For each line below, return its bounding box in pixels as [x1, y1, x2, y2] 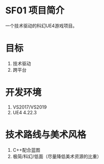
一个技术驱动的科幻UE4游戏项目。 [5, 23, 77, 29]
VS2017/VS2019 [12, 104, 47, 110]
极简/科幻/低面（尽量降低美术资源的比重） [12, 153, 101, 159]
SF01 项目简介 [5, 5, 65, 16]
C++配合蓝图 [12, 147, 40, 153]
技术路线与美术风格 [5, 129, 87, 140]
